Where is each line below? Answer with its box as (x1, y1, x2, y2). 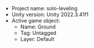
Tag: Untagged (20, 29, 57, 36)
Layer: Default (20, 36, 54, 42)
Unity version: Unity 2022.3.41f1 (11, 11, 89, 18)
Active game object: (11, 17, 60, 24)
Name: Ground (20, 23, 56, 30)
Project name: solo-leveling (11, 5, 78, 12)
